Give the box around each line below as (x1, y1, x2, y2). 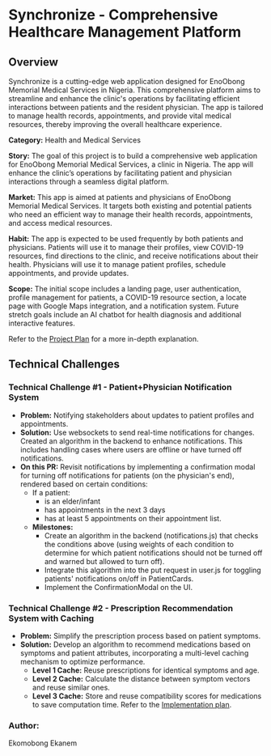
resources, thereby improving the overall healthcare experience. (8, 120, 222, 129)
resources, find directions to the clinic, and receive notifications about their (8, 251, 259, 261)
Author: (8, 720, 40, 731)
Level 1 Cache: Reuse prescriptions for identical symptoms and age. (32, 665, 260, 675)
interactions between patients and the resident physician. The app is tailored (8, 103, 264, 112)
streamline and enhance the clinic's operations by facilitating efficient (8, 94, 240, 103)
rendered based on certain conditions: (19, 479, 148, 489)
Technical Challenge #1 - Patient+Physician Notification (8, 382, 232, 393)
